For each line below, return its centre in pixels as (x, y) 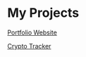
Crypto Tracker (29, 46)
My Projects (43, 13)
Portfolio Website (32, 32)
